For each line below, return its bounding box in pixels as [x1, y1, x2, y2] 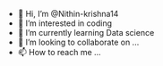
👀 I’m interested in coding [17, 18, 113, 29]
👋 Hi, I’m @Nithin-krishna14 [17, 9, 119, 19]
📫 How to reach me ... [17, 47, 101, 57]
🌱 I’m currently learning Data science [17, 28, 155, 37]
